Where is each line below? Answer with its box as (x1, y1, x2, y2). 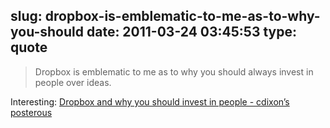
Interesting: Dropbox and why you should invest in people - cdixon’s (10, 95, 290, 108)
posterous (10, 106, 53, 118)
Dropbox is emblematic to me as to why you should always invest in (34, 65, 314, 78)
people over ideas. (34, 76, 112, 88)
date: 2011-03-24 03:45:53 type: (86, 24, 298, 41)
